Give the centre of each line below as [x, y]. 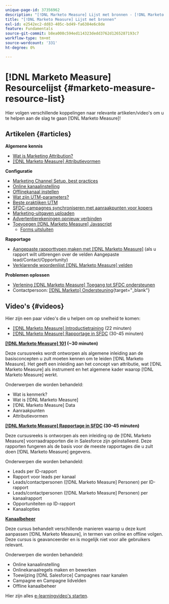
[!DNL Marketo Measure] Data [44, 405]
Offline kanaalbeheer [34, 586]
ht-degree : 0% [20, 48]
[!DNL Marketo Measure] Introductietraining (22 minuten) [72, 328]
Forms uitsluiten [37, 230]
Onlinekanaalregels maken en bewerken [54, 570]
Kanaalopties [26, 509]
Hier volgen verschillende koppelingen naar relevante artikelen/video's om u [85, 112]
